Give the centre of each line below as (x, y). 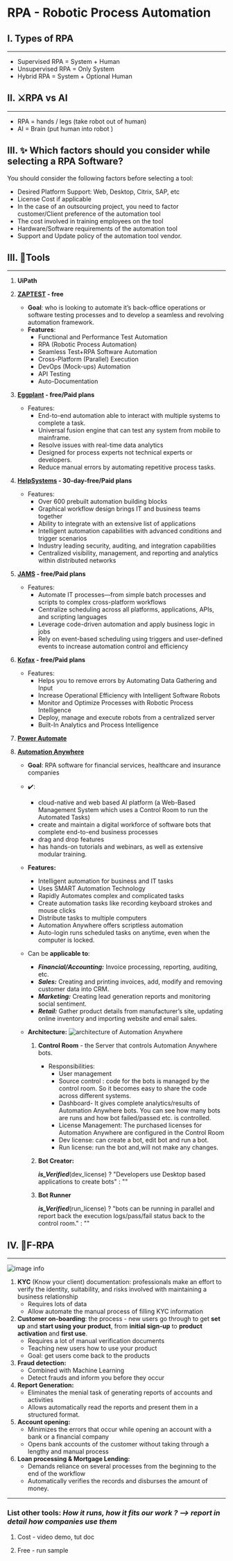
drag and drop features (71, 839)
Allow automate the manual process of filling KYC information (115, 1311)
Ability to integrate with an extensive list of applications (117, 524)
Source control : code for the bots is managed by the (134, 1081)
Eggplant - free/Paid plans (56, 395)
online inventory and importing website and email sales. (118, 1019)
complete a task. (62, 423)
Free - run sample (43, 1550)
